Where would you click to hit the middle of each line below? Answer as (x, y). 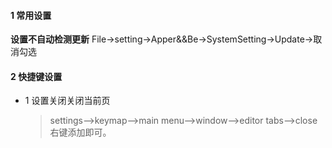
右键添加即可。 (80, 132)
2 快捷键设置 (36, 76)
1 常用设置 (31, 15)
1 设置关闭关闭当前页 (67, 101)
